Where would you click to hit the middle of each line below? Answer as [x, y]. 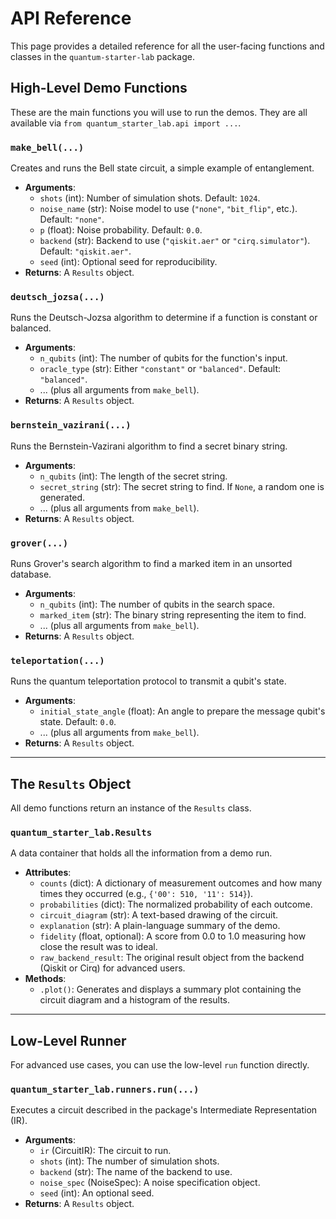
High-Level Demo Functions [99, 88]
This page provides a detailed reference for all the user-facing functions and [167, 46]
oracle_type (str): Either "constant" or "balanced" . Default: [160, 369]
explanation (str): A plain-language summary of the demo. [160, 926]
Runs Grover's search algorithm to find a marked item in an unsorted [151, 563]
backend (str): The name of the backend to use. [136, 1172]
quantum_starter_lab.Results [81, 832]
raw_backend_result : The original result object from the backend [172, 958]
